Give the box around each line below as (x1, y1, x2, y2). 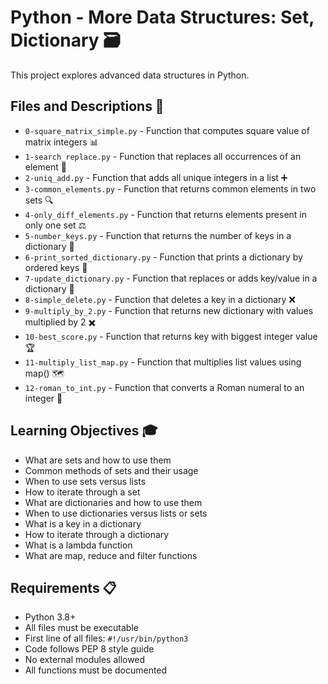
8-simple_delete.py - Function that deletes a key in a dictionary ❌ (24, 293, 297, 305)
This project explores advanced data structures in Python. (10, 69, 250, 81)
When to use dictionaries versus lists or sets (24, 507, 208, 519)
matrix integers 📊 (24, 136, 99, 148)
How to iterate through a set (24, 486, 141, 498)
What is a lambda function (24, 539, 133, 551)
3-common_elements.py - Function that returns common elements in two (24, 182, 317, 195)
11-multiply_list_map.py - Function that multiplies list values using (24, 356, 302, 368)
